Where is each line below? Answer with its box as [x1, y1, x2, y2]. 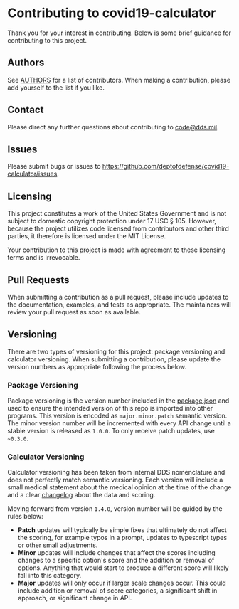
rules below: [7, 512, 44, 521]
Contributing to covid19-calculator [7, 5, 216, 21]
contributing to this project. [7, 36, 87, 44]
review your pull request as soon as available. [7, 308, 141, 316]
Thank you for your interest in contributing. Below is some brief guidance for [7, 28, 232, 37]
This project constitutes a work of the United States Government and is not [7, 209, 227, 218]
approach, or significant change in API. [17, 594, 132, 603]
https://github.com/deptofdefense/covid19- [102, 162, 230, 171]
